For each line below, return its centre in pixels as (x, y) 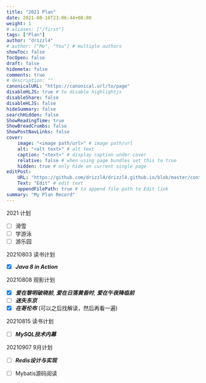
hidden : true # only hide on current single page (82, 166)
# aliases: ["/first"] (35, 29)
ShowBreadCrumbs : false (37, 126)
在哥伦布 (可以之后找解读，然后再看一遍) (66, 308)
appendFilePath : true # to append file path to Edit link (93, 189)
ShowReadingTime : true (35, 120)
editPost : (19, 172)
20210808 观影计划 (31, 279)
